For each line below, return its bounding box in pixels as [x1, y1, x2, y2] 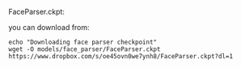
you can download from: [8, 23, 91, 32]
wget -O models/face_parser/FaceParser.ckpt [8, 45, 161, 53]
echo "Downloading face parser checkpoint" [8, 38, 158, 46]
